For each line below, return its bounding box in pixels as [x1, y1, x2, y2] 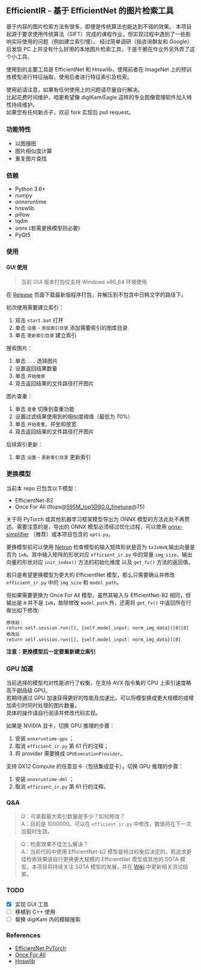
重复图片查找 [14, 155, 47, 162]
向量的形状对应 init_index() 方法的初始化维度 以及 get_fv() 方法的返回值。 [6, 558, 194, 566]
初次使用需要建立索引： [6, 303, 64, 311]
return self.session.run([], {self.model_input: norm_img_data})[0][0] [6, 625, 189, 631]
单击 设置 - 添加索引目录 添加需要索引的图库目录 [14, 324, 128, 331]
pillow [14, 211, 30, 218]
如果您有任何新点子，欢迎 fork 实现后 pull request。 [6, 108, 134, 116]
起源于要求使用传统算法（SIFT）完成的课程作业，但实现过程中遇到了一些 [6, 30, 186, 37]
